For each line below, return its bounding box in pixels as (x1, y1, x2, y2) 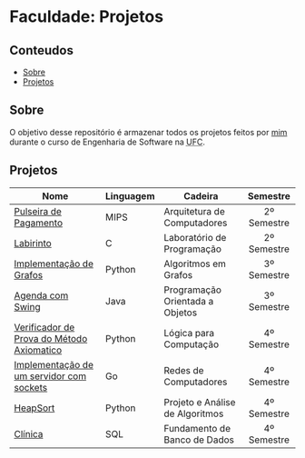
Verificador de (14, 321, 75, 334)
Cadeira (183, 189, 219, 202)
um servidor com (14, 370, 87, 383)
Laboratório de (163, 231, 227, 244)
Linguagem (105, 189, 155, 202)
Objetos (163, 306, 198, 319)
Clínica (14, 427, 44, 440)
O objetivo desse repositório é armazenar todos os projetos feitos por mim (9, 126, 288, 137)
